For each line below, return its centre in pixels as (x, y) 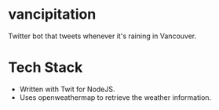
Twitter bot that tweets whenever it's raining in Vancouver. (102, 36)
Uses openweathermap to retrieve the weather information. (115, 97)
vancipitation (52, 14)
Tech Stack (46, 67)
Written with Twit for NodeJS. (67, 89)
